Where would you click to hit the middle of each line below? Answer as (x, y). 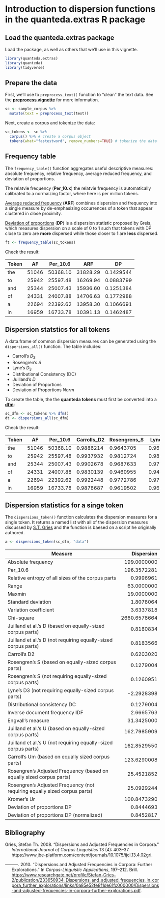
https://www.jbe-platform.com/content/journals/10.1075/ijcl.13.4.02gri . (82, 855)
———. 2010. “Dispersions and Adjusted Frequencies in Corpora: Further (79, 865)
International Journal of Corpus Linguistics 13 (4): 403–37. (71, 850)
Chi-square (21, 618)
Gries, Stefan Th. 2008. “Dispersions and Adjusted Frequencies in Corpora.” (82, 844)
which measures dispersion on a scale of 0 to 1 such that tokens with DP (78, 228)
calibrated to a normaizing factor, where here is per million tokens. (72, 193)
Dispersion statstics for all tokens (58, 330)
